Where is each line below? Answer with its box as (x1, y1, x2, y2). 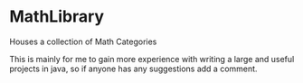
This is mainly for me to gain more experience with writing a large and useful (9, 53, 295, 64)
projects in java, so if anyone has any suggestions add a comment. (9, 63, 258, 74)
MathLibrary (9, 6, 105, 27)
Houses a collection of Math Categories (9, 36, 157, 47)
